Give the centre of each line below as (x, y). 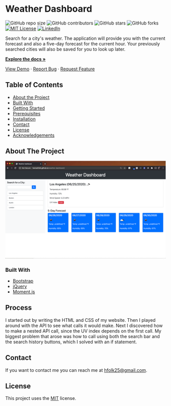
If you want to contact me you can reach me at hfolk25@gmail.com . (76, 370)
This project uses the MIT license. (41, 398)
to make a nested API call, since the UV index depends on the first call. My (83, 331)
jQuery (20, 286)
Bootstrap (23, 281)
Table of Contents (34, 85)
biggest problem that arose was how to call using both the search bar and (83, 336)
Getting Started (28, 108)
